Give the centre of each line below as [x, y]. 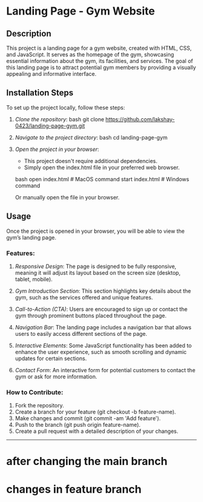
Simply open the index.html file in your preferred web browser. [102, 167]
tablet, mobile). [34, 279]
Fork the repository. [40, 406]
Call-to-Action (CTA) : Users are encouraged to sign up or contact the [101, 309]
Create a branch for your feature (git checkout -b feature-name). [95, 412]
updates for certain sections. [51, 358]
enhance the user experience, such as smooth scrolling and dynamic [101, 352]
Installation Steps [40, 93]
